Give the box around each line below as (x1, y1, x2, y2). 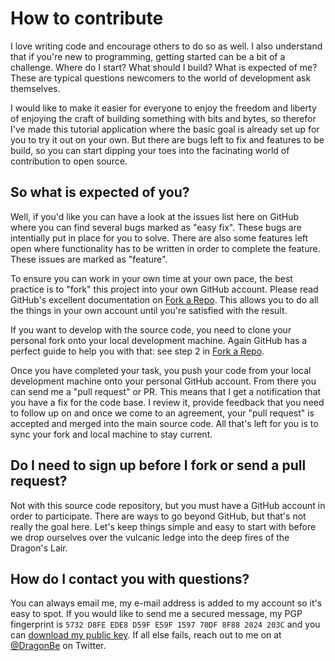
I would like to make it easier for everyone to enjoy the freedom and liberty (10, 102, 317, 114)
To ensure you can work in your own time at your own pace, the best (10, 272, 293, 284)
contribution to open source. (10, 155, 128, 167)
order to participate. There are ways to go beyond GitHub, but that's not (10, 510, 307, 522)
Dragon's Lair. (10, 542, 68, 554)
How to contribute (10, 7, 164, 30)
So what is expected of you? (10, 184, 190, 201)
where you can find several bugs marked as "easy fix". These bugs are (10, 221, 302, 233)
